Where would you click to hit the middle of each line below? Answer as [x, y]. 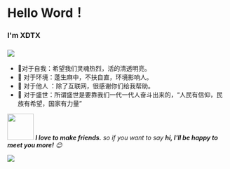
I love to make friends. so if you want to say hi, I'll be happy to [127, 138]
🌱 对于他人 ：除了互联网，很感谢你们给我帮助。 [86, 86]
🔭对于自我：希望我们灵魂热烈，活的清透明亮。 [84, 69]
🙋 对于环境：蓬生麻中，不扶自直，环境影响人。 [85, 77]
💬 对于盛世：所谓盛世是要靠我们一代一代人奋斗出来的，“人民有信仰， [117, 95]
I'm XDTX [24, 36]
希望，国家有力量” [56, 104]
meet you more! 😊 [35, 145]
